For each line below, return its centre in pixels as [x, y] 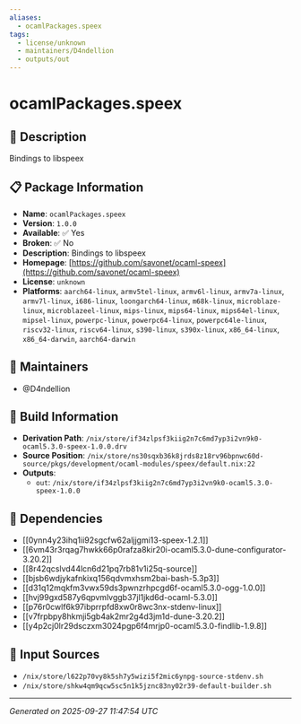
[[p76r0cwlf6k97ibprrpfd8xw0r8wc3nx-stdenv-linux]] [122, 607]
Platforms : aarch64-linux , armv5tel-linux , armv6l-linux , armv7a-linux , [153, 291]
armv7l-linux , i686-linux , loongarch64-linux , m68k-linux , [129, 301]
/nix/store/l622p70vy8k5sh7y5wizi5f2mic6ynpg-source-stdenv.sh [143, 677]
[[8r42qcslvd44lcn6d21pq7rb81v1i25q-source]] [110, 569]
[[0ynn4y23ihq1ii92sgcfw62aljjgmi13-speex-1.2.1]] [115, 540]
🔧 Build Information [64, 417]
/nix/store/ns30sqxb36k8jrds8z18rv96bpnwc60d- [175, 457]
